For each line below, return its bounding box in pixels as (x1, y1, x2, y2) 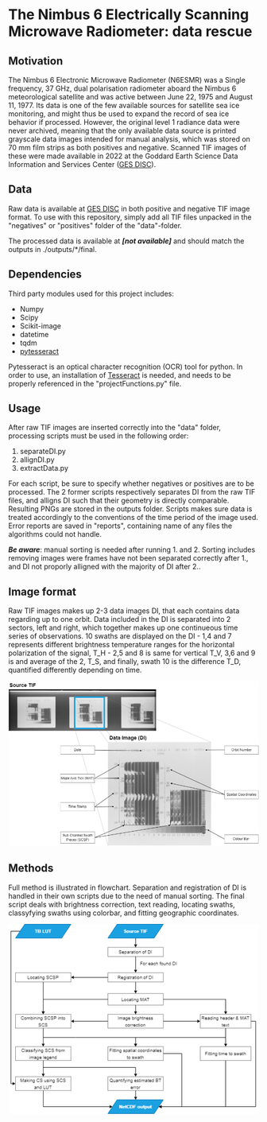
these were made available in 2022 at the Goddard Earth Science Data (8, 151, 238, 161)
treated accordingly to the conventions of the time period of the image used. (8, 513, 258, 522)
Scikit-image (19, 320, 62, 331)
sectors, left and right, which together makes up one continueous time (8, 623, 238, 633)
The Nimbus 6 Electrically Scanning (8, 6, 250, 24)
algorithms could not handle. (8, 530, 102, 539)
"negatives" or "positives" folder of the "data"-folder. (8, 220, 183, 230)
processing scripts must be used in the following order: (8, 431, 189, 441)
